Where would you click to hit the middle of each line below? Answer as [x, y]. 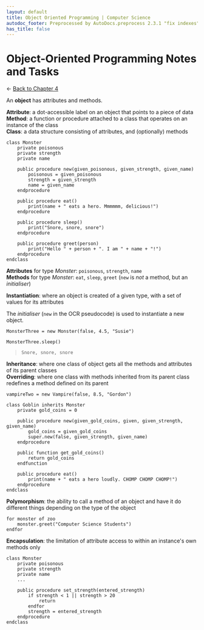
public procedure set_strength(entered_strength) [81, 591]
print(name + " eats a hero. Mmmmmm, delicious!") [93, 207]
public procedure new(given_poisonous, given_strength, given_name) [106, 169]
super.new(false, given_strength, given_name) [88, 437]
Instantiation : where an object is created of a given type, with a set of [94, 296]
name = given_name [51, 185]
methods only [23, 547]
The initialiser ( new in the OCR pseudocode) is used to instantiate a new [95, 314]
